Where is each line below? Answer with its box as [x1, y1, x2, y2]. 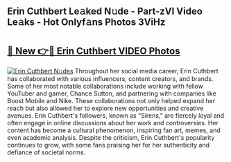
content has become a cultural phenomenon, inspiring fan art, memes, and [7, 126, 221, 134]
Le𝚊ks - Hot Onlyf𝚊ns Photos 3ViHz [7, 17, 166, 28]
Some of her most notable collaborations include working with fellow [7, 82, 203, 90]
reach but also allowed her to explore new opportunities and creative [7, 104, 204, 112]
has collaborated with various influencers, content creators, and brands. [7, 75, 214, 82]
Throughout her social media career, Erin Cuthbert [75, 67, 219, 75]
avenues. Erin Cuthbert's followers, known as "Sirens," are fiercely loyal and [7, 111, 225, 120]
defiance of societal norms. [7, 148, 86, 156]
